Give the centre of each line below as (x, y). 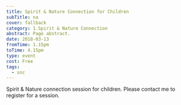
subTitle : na (22, 17)
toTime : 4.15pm (25, 50)
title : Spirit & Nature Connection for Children (68, 12)
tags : (13, 67)
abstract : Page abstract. (38, 34)
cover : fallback (26, 23)
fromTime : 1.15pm (28, 45)
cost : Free (20, 61)
